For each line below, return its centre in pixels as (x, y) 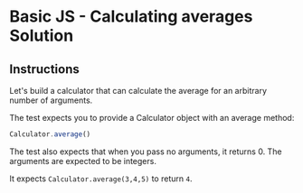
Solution (42, 36)
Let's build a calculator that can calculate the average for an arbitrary (138, 91)
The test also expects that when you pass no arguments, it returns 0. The (146, 152)
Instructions (44, 69)
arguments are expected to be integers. (83, 161)
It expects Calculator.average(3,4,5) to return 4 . (101, 179)
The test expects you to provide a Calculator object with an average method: (152, 118)
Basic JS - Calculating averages (131, 17)
